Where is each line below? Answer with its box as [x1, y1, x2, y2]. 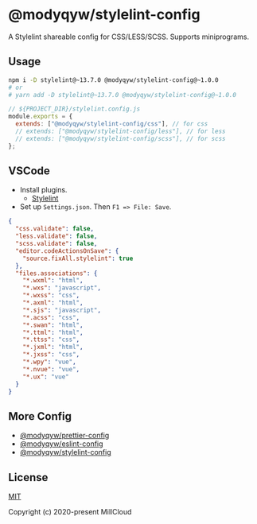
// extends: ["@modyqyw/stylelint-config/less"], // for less [15, 127, 226, 135]
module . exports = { [8, 113, 73, 121]
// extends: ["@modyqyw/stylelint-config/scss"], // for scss [15, 134, 226, 142]
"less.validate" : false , [15, 232, 98, 240]
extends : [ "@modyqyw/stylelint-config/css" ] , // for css [15, 120, 208, 128]
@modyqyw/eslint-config [19, 439, 103, 448]
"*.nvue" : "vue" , [22, 365, 80, 373]
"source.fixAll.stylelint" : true [22, 254, 134, 262]
